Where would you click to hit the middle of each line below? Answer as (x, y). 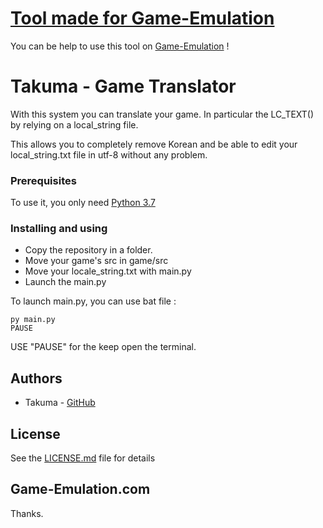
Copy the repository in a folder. (88, 250)
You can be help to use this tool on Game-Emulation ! (120, 46)
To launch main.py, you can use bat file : (93, 301)
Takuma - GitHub (60, 403)
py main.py (33, 320)
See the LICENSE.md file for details (83, 458)
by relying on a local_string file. (74, 124)
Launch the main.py (65, 282)
